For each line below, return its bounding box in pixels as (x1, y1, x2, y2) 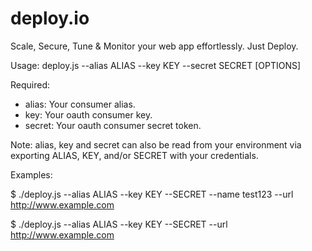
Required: (10, 78, 51, 91)
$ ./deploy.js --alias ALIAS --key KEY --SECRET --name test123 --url (10, 188, 294, 200)
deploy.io (10, 7, 90, 30)
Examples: (10, 168, 53, 181)
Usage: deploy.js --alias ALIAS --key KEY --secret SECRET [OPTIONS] (10, 59, 302, 71)
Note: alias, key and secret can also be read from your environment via (10, 138, 302, 151)
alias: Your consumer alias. (24, 98, 136, 110)
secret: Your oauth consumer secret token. (24, 119, 202, 131)
